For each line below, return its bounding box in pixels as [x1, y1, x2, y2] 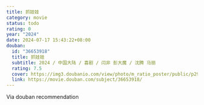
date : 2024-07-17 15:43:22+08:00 [6, 37, 91, 43]
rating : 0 [6, 25, 32, 32]
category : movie [6, 15, 47, 21]
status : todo [6, 20, 39, 26]
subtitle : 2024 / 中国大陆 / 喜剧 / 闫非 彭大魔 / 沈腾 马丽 [12, 59, 156, 66]
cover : [12, 71, 29, 77]
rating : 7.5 [12, 65, 42, 72]
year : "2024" [6, 32, 39, 38]
